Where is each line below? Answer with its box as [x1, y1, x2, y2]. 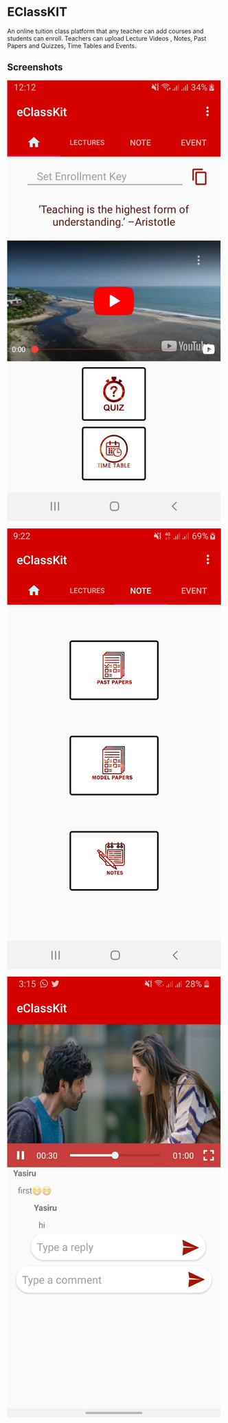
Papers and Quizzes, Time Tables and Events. [7, 41, 137, 50]
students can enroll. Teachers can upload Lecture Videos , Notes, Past [7, 34, 207, 42]
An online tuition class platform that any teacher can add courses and [7, 27, 204, 35]
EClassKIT [7, 4, 67, 20]
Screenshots [7, 61, 63, 73]
